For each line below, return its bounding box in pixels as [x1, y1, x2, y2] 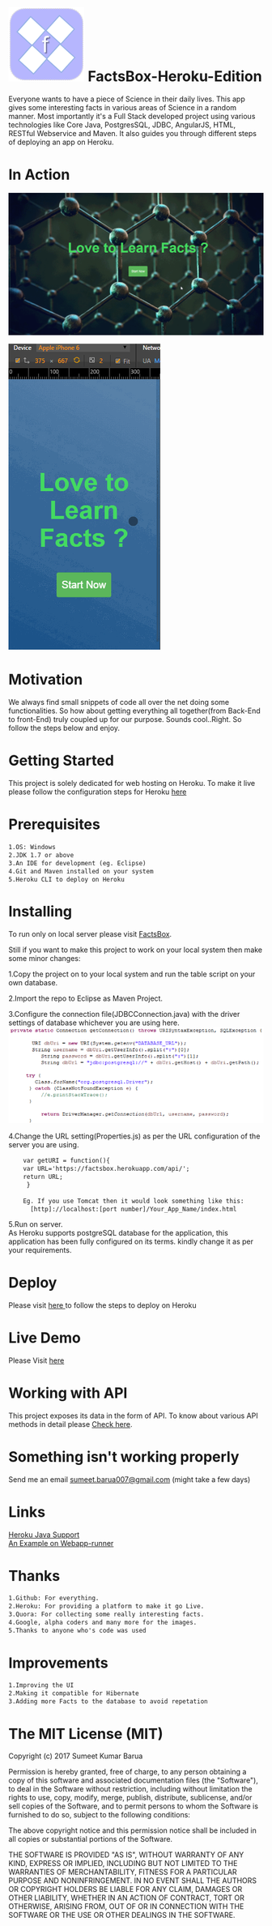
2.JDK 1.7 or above [8, 851, 74, 859]
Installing [8, 902, 73, 920]
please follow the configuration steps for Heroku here [8, 787, 187, 796]
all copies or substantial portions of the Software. [8, 1834, 172, 1844]
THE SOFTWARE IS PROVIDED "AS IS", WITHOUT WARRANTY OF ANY [8, 1850, 244, 1860]
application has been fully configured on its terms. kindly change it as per [8, 1236, 253, 1246]
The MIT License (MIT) [8, 1724, 164, 1743]
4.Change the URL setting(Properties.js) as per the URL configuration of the [8, 1131, 261, 1141]
